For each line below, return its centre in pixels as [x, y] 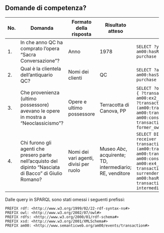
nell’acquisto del [39, 161]
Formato [82, 22]
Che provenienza [40, 93]
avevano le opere [40, 111]
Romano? [31, 179]
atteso [116, 31]
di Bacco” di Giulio [41, 173]
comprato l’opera [40, 48]
